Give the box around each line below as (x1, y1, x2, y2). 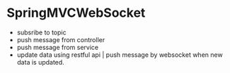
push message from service (16, 43, 99, 51)
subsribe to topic (16, 28, 67, 36)
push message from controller (16, 35, 105, 44)
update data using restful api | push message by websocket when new (16, 51, 224, 59)
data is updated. (16, 58, 64, 66)
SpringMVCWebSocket (6, 5, 146, 21)
